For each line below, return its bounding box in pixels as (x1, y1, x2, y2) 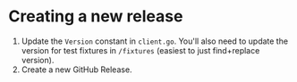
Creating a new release (8, 6, 183, 27)
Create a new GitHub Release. (21, 64, 132, 75)
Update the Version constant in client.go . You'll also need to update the (21, 36, 288, 46)
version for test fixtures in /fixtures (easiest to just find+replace (21, 45, 260, 55)
